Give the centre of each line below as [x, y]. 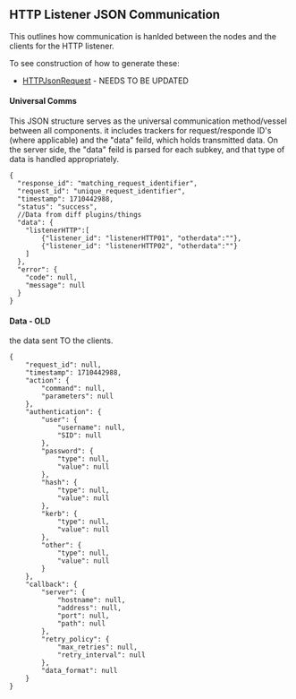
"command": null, [73, 389]
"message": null [56, 286]
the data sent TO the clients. [61, 341]
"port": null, [83, 616]
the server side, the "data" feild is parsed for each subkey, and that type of [147, 150]
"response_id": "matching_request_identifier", [108, 184]
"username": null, [91, 428]
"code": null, [51, 278]
